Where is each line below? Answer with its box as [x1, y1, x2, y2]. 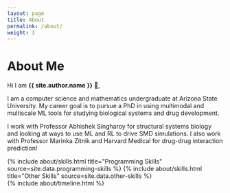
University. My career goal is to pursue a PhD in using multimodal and [7, 102, 205, 110]
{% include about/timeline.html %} [7, 179, 105, 188]
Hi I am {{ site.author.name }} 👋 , [7, 81, 100, 90]
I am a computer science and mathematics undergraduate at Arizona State [7, 94, 218, 103]
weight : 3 [7, 29, 36, 36]
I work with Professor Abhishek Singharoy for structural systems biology [7, 123, 212, 131]
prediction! [7, 144, 38, 153]
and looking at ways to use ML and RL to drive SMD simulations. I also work [7, 129, 221, 138]
